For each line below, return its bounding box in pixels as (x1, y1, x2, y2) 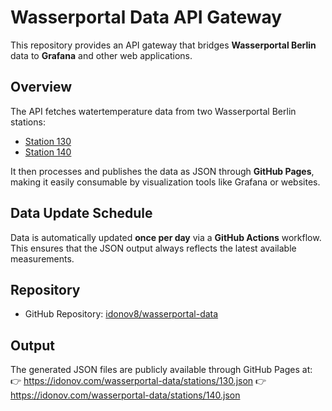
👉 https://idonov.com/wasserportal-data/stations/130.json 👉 (10, 375, 267, 387)
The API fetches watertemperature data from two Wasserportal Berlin (10, 105, 297, 117)
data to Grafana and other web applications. (10, 49, 193, 61)
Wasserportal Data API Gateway (10, 6, 283, 29)
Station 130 (24, 135, 72, 147)
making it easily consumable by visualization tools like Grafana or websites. (10, 176, 321, 188)
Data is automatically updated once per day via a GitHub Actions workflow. (10, 231, 322, 243)
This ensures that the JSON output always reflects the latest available (10, 242, 297, 254)
